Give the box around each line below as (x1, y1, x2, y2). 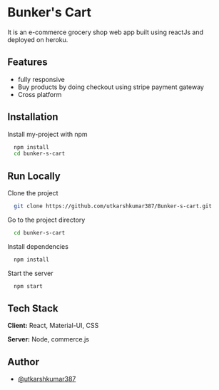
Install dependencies (7, 242, 69, 250)
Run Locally (7, 170, 61, 182)
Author (7, 356, 39, 368)
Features (7, 56, 48, 68)
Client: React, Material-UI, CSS (7, 322, 99, 330)
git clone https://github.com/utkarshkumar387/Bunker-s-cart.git (14, 202, 213, 210)
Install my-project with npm (7, 130, 88, 138)
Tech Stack (7, 302, 58, 314)
